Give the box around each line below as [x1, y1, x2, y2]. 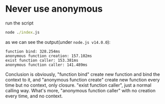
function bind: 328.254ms [5, 49, 60, 54]
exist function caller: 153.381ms [5, 58, 79, 63]
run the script [5, 20, 34, 26]
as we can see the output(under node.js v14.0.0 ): [5, 39, 111, 45]
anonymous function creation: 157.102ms [5, 53, 93, 59]
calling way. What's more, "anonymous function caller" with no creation [5, 87, 156, 93]
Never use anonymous [5, 3, 103, 15]
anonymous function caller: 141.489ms [5, 62, 88, 67]
